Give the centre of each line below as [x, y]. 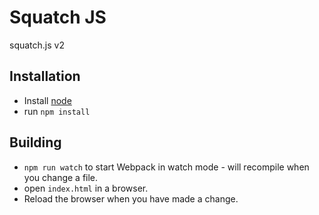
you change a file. [61, 177]
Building [35, 142]
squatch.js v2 [37, 45]
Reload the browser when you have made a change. [131, 198]
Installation [45, 76]
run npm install [57, 111]
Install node [47, 100]
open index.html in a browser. [86, 188]
